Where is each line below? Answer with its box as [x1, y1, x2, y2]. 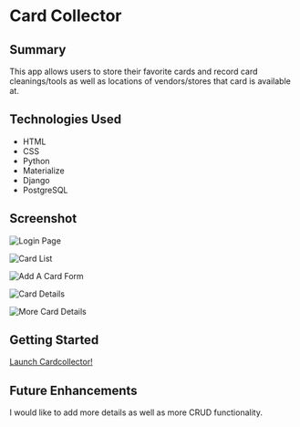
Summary [9, 42, 67, 57]
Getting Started [9, 332, 99, 348]
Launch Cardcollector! [9, 357, 93, 368]
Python [22, 155, 50, 166]
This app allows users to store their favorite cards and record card [9, 66, 258, 77]
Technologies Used [9, 111, 121, 128]
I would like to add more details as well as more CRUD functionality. [9, 407, 263, 418]
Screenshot [9, 211, 78, 226]
